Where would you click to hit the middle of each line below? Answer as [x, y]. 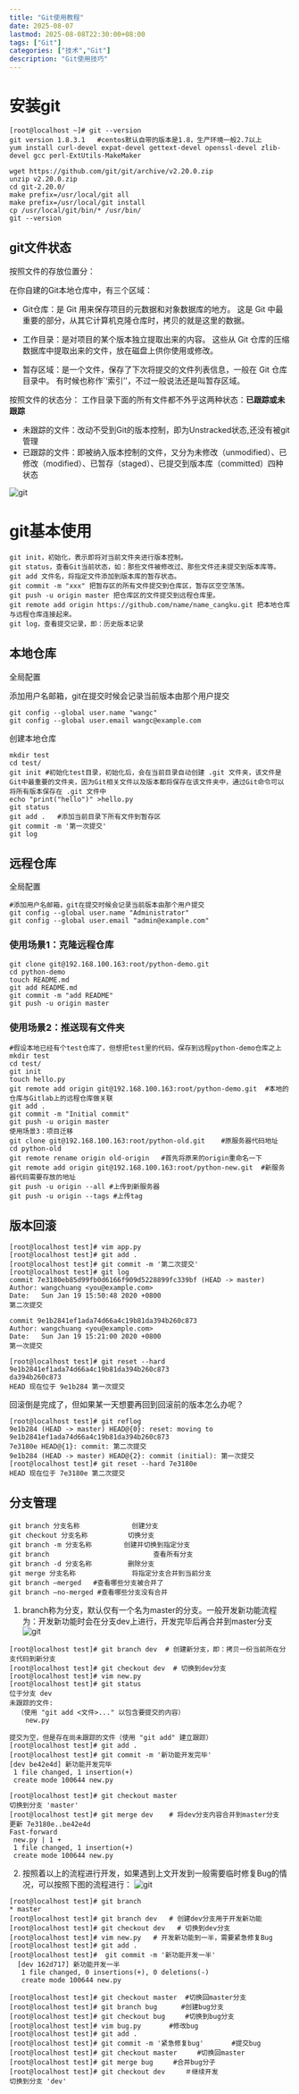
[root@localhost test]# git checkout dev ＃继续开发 [114, 2072]
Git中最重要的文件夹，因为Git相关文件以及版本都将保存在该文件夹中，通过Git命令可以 [147, 782]
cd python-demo [37, 972]
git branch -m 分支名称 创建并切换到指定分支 [100, 1545]
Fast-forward [33, 1832]
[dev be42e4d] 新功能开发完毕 [61, 1764]
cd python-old [36, 1148]
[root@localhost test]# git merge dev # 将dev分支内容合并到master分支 [145, 1815]
